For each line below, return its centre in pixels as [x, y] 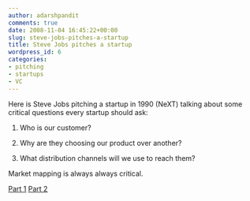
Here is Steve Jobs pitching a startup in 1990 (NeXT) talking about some [125, 104]
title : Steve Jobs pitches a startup [70, 45]
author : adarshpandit [44, 15]
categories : [28, 60]
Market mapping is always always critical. [76, 173]
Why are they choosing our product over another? [101, 143]
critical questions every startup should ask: [78, 112]
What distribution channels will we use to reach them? [107, 158]
